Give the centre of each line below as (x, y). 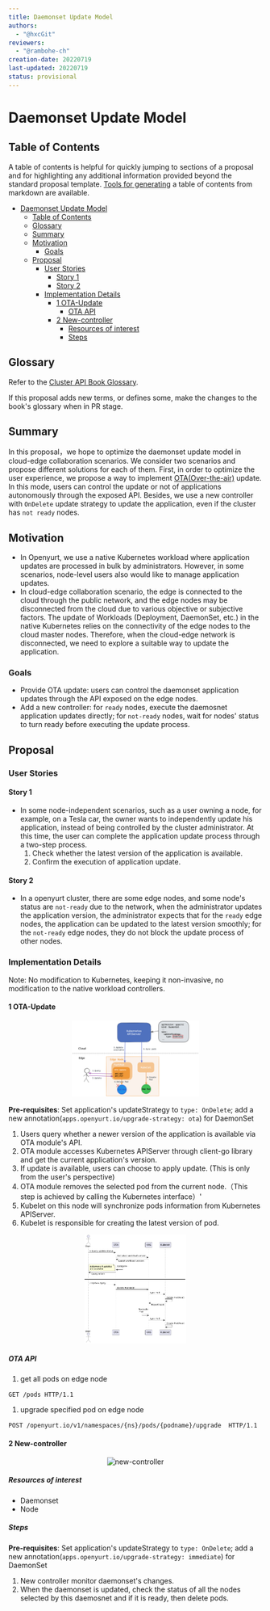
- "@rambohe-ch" (43, 51)
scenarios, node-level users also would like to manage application (129, 574)
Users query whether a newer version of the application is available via (138, 1134)
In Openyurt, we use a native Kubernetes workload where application (135, 557)
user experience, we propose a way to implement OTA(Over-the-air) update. (135, 478)
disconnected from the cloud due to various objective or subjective (131, 609)
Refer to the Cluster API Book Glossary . (73, 382)
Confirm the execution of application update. (106, 862)
